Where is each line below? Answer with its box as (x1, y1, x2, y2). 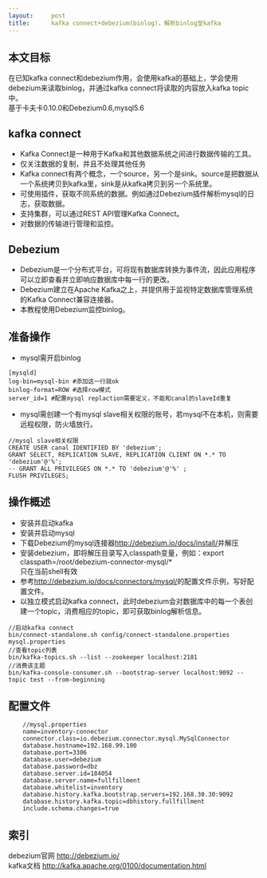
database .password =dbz (22, 763, 98, 771)
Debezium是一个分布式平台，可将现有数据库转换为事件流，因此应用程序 (19, 264, 257, 274)
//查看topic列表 (8, 646, 57, 655)
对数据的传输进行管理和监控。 (19, 219, 118, 228)
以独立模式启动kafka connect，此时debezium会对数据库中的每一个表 (19, 596, 246, 606)
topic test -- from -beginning (8, 675, 105, 683)
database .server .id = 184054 (22, 769, 112, 778)
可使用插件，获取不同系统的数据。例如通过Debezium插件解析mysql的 (19, 189, 248, 199)
